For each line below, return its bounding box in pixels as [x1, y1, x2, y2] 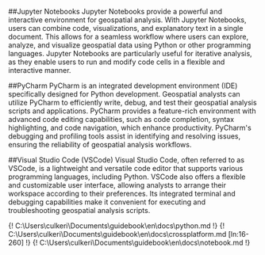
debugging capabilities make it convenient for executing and [8, 197, 206, 207]
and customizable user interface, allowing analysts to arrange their [8, 181, 227, 189]
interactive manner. [8, 66, 71, 74]
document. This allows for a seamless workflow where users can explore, [8, 32, 248, 41]
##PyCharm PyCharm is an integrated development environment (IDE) [8, 81, 238, 90]
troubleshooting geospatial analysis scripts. [8, 206, 151, 215]
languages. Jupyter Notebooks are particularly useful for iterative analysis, [8, 49, 252, 58]
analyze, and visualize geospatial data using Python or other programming [8, 40, 252, 50]
